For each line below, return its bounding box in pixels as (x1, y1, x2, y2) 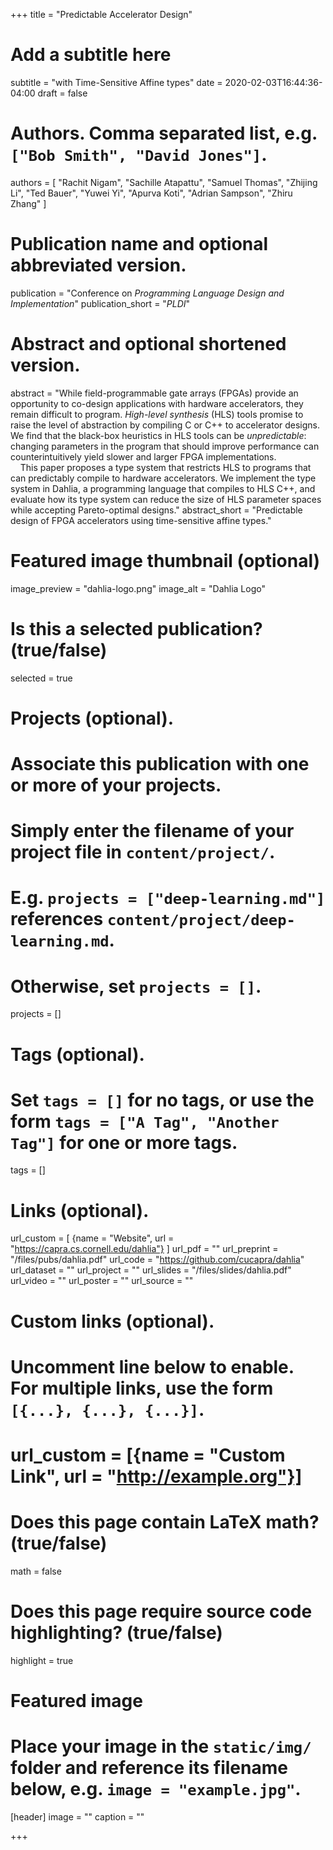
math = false (10, 1565, 62, 1577)
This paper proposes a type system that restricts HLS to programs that (19, 461, 312, 473)
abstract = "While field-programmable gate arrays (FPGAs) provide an (10, 387, 299, 399)
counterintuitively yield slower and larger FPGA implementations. (10, 450, 277, 463)
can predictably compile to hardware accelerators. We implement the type (10, 472, 317, 484)
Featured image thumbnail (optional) (10, 549, 321, 572)
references (10, 908, 104, 931)
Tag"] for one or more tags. (10, 1131, 238, 1154)
